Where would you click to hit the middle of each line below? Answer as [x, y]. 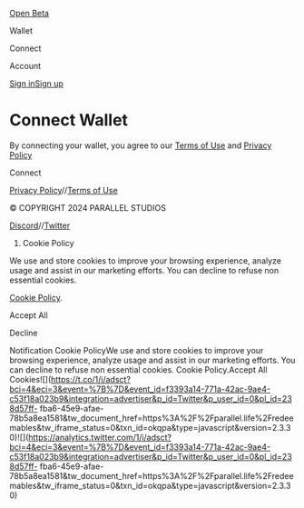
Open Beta [29, 13]
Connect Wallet [69, 120]
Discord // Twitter [40, 225]
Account [25, 66]
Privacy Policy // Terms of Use [64, 190]
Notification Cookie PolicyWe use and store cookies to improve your [137, 350]
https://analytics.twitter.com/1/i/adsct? [100, 437]
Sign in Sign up [36, 84]
